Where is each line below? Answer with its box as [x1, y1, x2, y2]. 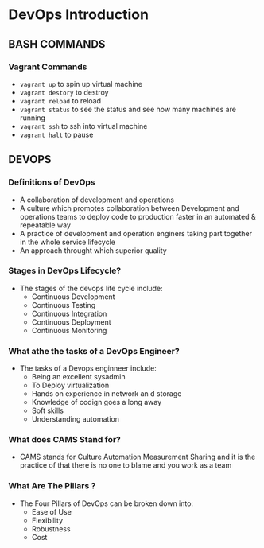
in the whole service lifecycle [19, 237, 115, 247]
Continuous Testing [31, 300, 96, 309]
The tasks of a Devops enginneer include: [19, 363, 157, 373]
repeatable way [19, 220, 72, 230]
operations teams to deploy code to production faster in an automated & [19, 212, 256, 221]
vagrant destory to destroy [19, 87, 109, 97]
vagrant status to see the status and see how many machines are [19, 104, 237, 114]
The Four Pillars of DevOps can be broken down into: [19, 499, 193, 508]
